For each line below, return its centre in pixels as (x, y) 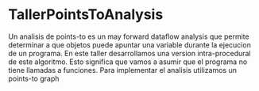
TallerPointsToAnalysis (86, 15)
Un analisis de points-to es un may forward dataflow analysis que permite (129, 36)
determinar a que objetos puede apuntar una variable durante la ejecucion (130, 44)
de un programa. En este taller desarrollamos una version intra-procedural (130, 53)
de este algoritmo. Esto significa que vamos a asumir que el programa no (128, 62)
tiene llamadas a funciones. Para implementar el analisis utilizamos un (122, 70)
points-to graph (34, 78)
